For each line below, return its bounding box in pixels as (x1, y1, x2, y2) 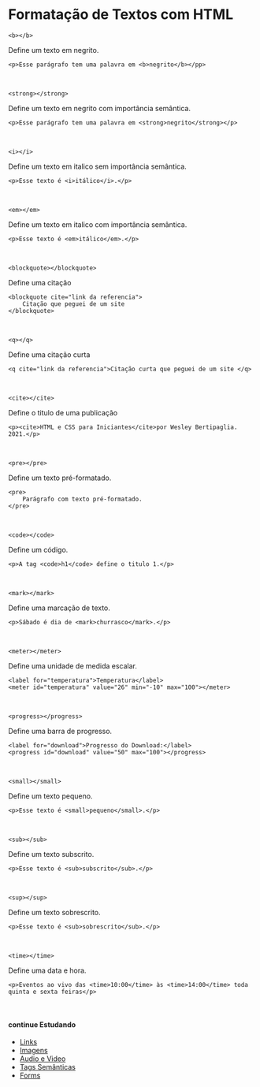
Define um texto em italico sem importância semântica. (8, 162, 187, 171)
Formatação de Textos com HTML (8, 6, 234, 24)
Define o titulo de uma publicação (8, 408, 118, 417)
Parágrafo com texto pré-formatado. (22, 495, 143, 503)
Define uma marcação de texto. (8, 603, 110, 612)
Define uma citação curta (8, 349, 91, 359)
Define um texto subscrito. (8, 849, 95, 858)
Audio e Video (19, 1054, 66, 1063)
